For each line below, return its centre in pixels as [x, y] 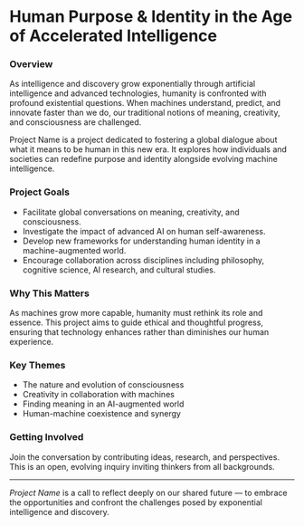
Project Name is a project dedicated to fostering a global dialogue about [143, 140]
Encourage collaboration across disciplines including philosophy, [143, 260]
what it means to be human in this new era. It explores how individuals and [148, 149]
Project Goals [40, 192]
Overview [31, 64]
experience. [32, 342]
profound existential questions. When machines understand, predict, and [145, 103]
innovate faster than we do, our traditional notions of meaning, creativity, [145, 113]
